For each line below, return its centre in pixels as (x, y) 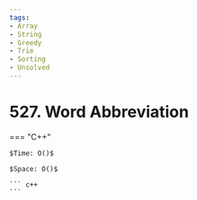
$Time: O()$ (31, 153)
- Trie (22, 51)
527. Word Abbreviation (99, 112)
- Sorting (28, 59)
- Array (24, 26)
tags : (19, 17)
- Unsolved (30, 68)
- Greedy (26, 43)
